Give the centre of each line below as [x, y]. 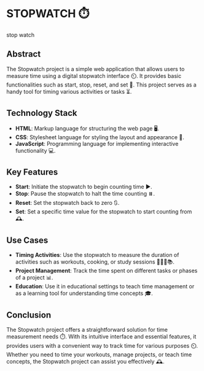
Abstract [24, 54]
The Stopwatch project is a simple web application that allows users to [96, 69]
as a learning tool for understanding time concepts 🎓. [84, 293]
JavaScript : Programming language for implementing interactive [97, 143]
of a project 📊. [34, 278]
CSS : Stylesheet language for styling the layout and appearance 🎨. [100, 137]
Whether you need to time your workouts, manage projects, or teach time [99, 354]
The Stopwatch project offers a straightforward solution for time [87, 330]
